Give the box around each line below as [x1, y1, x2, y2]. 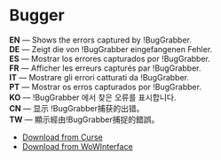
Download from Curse [21, 132, 104, 142]
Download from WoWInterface [21, 141, 133, 151]
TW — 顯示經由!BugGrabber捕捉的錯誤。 [9, 114, 160, 125]
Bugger [9, 5, 65, 26]
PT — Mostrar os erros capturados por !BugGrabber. [9, 81, 202, 92]
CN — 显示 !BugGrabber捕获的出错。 [9, 103, 145, 113]
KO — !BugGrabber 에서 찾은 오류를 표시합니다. [9, 92, 177, 103]
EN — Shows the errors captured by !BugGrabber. [9, 34, 193, 45]
